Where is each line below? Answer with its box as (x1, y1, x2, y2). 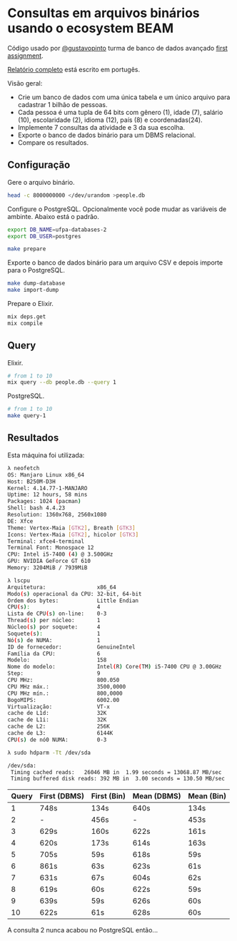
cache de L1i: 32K (7, 716, 107, 723)
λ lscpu (7, 576, 31, 584)
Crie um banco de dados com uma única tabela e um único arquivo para (17, 93, 231, 101)
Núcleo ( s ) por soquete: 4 (7, 624, 101, 631)
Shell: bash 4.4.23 (7, 504, 66, 512)
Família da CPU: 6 (7, 650, 101, 657)
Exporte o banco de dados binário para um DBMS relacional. (17, 131, 196, 139)
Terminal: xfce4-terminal (7, 537, 84, 545)
